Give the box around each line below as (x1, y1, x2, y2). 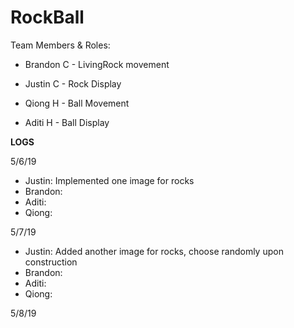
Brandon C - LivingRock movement (24, 58, 170, 70)
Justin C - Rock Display (24, 77, 122, 90)
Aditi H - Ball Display (24, 116, 110, 128)
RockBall (10, 6, 85, 29)
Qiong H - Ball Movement (24, 97, 130, 109)
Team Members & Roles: (10, 39, 111, 51)
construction (24, 256, 78, 268)
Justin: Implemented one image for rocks (24, 174, 195, 186)
